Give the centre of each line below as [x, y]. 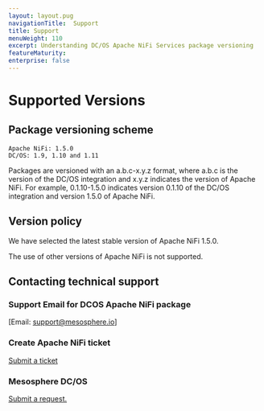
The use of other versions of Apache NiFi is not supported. [106, 256]
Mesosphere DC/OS [48, 381]
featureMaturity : [37, 53]
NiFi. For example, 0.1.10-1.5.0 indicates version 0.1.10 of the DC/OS [119, 187]
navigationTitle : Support [54, 23]
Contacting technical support [84, 282]
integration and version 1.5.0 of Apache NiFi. [82, 196]
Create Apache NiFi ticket [60, 343]
